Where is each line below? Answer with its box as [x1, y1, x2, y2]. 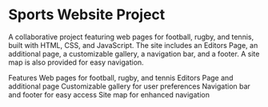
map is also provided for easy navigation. [8, 57, 144, 67]
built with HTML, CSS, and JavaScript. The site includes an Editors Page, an [8, 40, 258, 50]
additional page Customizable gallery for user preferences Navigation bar [8, 81, 250, 91]
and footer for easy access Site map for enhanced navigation [8, 89, 210, 99]
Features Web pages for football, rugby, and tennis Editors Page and [8, 73, 234, 82]
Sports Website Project [8, 6, 166, 24]
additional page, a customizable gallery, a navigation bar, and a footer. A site [8, 49, 260, 58]
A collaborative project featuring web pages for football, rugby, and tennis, [8, 32, 254, 42]
